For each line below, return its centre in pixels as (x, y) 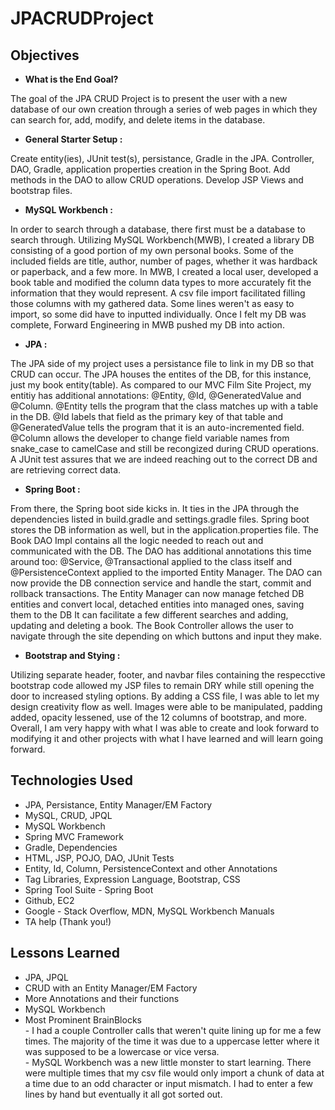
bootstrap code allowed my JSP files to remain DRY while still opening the (162, 685)
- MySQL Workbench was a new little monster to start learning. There (168, 1062)
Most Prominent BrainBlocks (83, 1019)
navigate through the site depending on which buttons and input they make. (166, 636)
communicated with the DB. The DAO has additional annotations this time (161, 551)
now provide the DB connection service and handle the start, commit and (161, 583)
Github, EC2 (49, 900)
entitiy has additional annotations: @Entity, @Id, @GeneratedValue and (156, 395)
